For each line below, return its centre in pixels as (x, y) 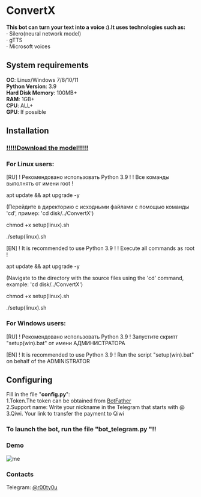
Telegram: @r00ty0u (32, 487)
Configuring (29, 380)
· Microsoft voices (28, 46)
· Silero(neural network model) (44, 33)
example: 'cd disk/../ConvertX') (45, 284)
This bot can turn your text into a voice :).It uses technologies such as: (96, 27)
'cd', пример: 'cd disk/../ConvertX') (50, 213)
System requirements (47, 65)
